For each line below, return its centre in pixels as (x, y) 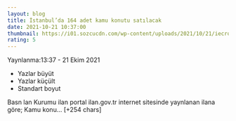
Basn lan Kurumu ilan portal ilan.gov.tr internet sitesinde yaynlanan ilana (111, 102)
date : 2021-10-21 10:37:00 (47, 27)
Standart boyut (39, 89)
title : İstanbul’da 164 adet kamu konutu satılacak (84, 20)
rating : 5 (22, 40)
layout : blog (26, 14)
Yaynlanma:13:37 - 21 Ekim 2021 (54, 60)
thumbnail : (23, 33)
